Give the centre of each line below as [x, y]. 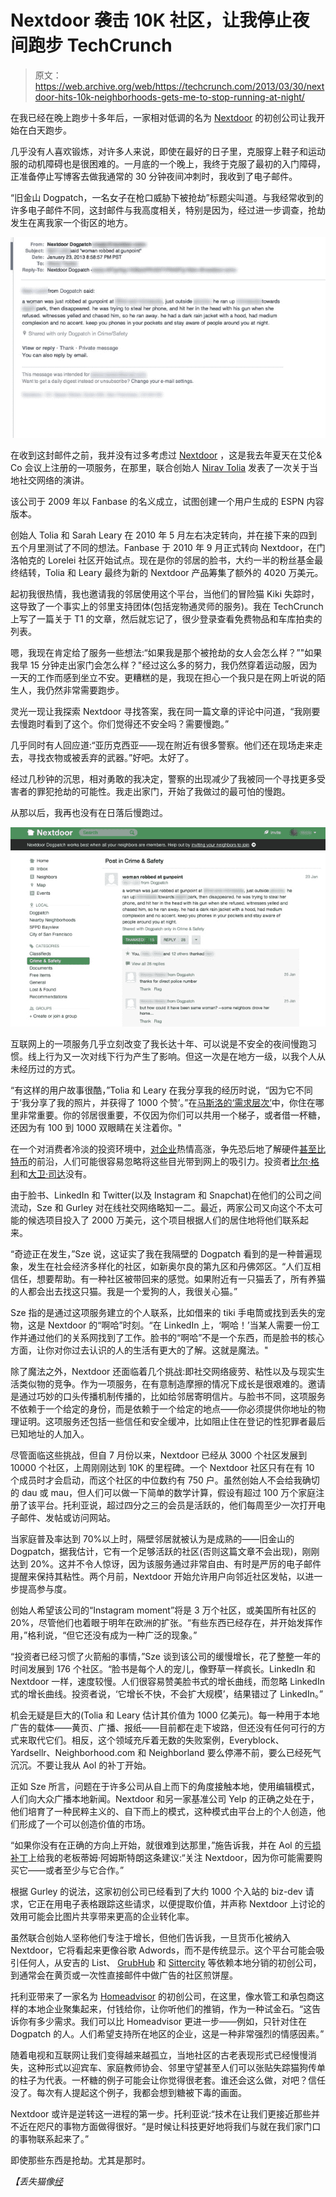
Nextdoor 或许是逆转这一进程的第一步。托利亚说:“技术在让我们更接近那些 [161, 2114]
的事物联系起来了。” [50, 2139]
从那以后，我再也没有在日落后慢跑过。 [89, 813]
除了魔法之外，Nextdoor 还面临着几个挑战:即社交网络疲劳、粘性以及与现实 [163, 1372]
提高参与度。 [45, 1589]
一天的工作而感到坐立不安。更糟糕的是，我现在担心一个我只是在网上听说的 [163, 678]
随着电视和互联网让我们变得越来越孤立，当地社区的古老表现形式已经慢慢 [159, 2055]
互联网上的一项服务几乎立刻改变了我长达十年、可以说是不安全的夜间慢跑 [159, 1044]
